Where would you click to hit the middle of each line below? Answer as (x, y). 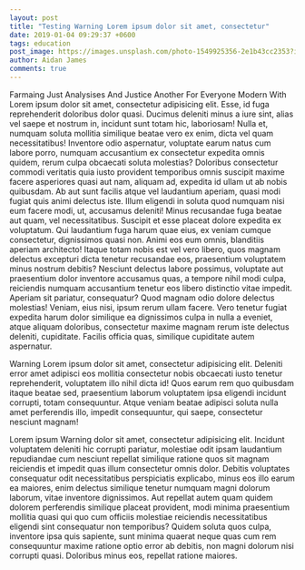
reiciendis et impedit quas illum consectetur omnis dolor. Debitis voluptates (150, 468)
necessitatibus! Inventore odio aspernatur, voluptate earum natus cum (140, 143)
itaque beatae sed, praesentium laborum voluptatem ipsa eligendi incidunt (148, 392)
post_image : (32, 52)
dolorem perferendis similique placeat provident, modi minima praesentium (150, 507)
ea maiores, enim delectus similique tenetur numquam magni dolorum (140, 487)
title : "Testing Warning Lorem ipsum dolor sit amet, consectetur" (140, 26)
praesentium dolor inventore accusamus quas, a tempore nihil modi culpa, (148, 278)
